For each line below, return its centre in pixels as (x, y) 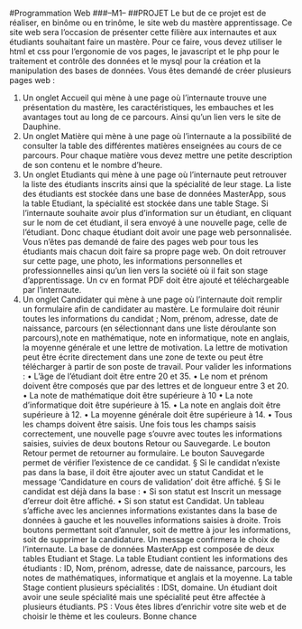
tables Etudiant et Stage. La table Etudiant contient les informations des (155, 559)
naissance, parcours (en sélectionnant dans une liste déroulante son (149, 328)
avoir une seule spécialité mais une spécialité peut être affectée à (144, 597)
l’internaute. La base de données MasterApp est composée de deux (148, 549)
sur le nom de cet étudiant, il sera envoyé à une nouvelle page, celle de (155, 222)
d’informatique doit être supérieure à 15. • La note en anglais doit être (151, 405)
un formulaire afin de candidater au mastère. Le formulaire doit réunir (151, 309)
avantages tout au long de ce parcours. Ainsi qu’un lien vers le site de (151, 117)
